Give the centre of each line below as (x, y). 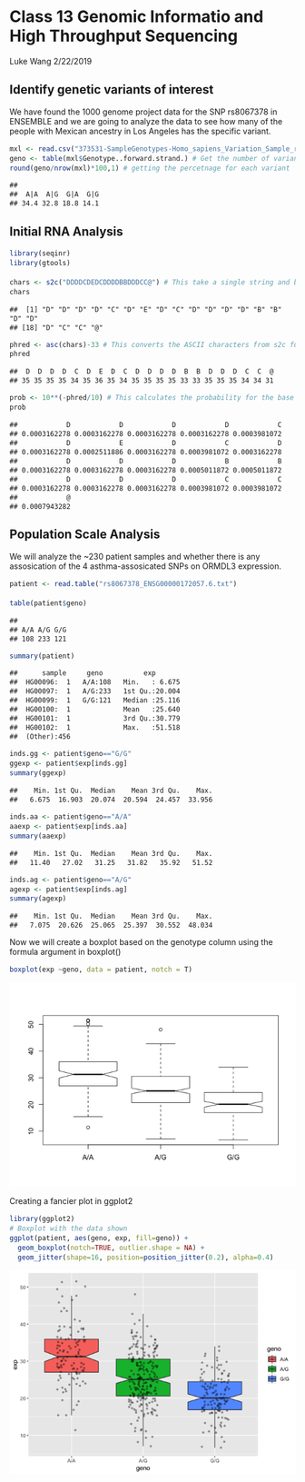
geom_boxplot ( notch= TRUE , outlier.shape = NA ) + (111, 1248)
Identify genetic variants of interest (112, 90)
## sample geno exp (83, 673)
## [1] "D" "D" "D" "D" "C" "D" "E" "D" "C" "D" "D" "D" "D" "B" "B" (146, 309)
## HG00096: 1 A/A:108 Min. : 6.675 (95, 682)
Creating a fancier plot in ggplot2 (71, 1201)
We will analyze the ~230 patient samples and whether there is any (135, 556)
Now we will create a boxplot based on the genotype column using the (142, 942)
